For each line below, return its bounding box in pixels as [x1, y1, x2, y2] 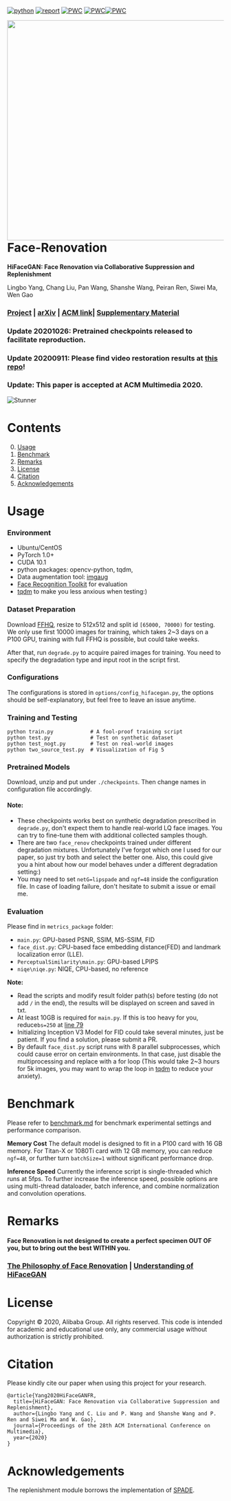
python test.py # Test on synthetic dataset [7, 735, 174, 742]
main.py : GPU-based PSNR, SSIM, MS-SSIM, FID [16, 936, 155, 944]
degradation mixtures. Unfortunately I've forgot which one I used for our [16, 845, 222, 854]
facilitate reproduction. [7, 334, 86, 344]
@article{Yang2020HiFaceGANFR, [7, 1392, 97, 1399]
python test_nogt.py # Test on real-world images [7, 740, 174, 748]
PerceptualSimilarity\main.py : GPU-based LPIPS [16, 957, 159, 966]
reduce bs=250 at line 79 [16, 1020, 84, 1028]
